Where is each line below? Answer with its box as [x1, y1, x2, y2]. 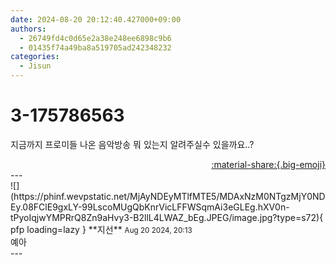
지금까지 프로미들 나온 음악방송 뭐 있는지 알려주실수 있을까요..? [10, 138, 255, 150]
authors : [10, 24, 47, 34]
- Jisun [19, 61, 52, 71]
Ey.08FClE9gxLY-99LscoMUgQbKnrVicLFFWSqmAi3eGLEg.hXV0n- [10, 201, 290, 213]
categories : [10, 52, 60, 62]
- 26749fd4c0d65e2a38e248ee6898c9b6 [19, 33, 172, 43]
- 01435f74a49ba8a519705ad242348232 [19, 42, 172, 53]
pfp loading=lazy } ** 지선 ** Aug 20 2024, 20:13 [10, 223, 193, 235]
